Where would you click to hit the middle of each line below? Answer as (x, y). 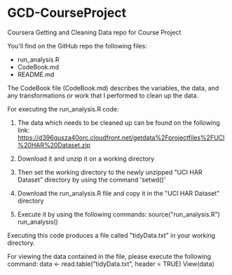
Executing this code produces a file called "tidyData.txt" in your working (111, 235)
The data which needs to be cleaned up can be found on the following (119, 122)
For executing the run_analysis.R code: (63, 109)
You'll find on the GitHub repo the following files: (77, 46)
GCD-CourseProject (67, 13)
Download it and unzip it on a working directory (86, 159)
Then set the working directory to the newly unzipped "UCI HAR (110, 172)
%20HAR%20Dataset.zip (54, 145)
